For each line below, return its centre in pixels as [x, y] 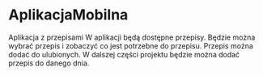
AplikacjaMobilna [68, 15]
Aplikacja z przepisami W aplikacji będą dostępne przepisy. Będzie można [132, 37]
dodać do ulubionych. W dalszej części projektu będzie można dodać [124, 54]
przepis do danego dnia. [49, 63]
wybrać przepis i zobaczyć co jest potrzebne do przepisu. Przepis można [131, 45]
